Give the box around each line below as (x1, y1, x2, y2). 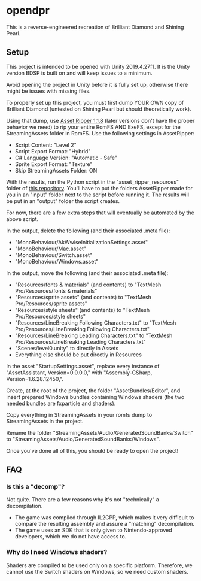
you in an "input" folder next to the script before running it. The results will (6, 191, 190, 198)
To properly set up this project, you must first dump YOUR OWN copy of (6, 99, 184, 106)
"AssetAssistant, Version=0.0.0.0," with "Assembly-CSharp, (6, 369, 153, 376)
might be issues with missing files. (6, 87, 91, 95)
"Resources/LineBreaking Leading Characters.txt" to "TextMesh (14, 332, 173, 339)
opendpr (6, 4, 50, 17)
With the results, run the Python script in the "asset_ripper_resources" (6, 178, 179, 186)
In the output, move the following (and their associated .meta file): (6, 269, 169, 276)
